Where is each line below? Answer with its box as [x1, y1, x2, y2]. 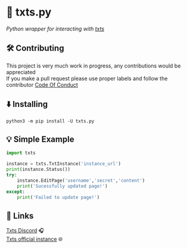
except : [6, 188, 26, 195]
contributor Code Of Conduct [6, 81, 79, 88]
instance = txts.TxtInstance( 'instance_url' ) [6, 161, 121, 167]
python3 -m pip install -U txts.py [6, 118, 95, 124]
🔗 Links [6, 210, 34, 221]
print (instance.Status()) [6, 167, 70, 173]
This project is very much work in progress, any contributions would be [6, 62, 181, 69]
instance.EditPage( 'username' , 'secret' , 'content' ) [17, 177, 145, 183]
